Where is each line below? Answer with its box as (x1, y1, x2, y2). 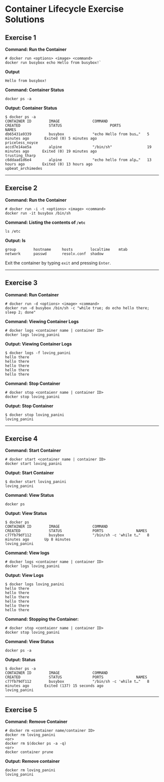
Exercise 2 (5, 184, 38, 192)
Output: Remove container (5, 758, 60, 764)
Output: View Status (5, 511, 47, 516)
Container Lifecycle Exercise (5, 3, 124, 15)
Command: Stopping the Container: (5, 616, 79, 622)
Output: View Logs (5, 572, 44, 578)
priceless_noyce (5, 140, 38, 145)
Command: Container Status (5, 87, 64, 93)
